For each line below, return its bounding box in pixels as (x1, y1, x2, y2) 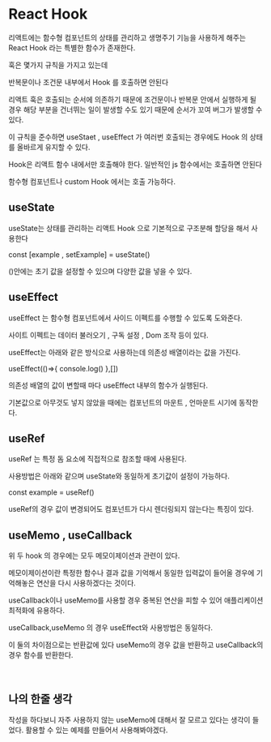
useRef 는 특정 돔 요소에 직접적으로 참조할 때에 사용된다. (8, 454, 187, 464)
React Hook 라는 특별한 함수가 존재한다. (8, 42, 136, 53)
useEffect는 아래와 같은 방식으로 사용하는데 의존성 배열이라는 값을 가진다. (8, 347, 241, 357)
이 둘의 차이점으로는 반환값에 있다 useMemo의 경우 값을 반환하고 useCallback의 (8, 640, 264, 650)
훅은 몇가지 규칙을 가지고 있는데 (8, 60, 108, 70)
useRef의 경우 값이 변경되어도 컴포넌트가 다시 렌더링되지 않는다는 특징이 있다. (8, 504, 254, 514)
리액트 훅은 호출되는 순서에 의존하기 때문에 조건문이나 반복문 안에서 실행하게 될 (8, 94, 257, 104)
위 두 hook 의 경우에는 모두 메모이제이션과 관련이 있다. (8, 551, 180, 560)
